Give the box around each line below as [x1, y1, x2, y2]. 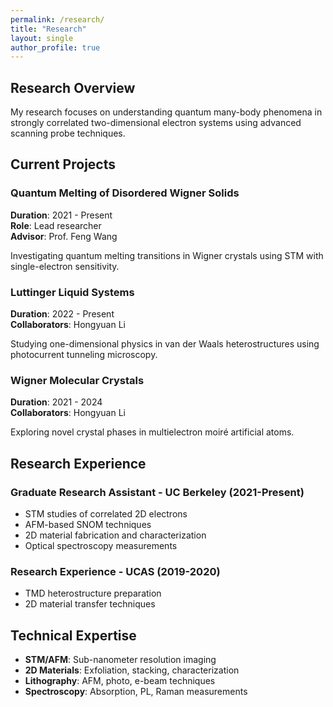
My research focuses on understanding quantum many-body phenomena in [10, 106, 323, 118]
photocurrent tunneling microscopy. [10, 349, 158, 361]
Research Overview [10, 79, 136, 96]
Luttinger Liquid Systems [10, 285, 135, 299]
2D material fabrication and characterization [24, 529, 207, 541]
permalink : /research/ [10, 14, 105, 25]
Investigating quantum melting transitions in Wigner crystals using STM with [10, 249, 324, 261]
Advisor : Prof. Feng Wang [10, 230, 118, 242]
